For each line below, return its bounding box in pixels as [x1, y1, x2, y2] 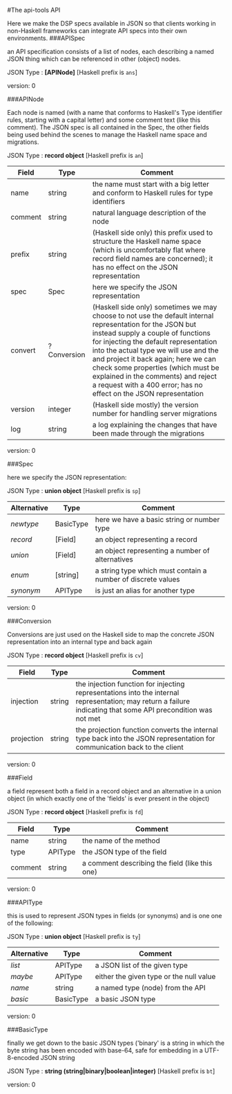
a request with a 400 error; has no [92, 380, 203, 390]
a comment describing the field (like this [81, 859, 213, 868]
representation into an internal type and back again [7, 638, 153, 646]
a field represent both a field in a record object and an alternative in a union [7, 787, 222, 795]
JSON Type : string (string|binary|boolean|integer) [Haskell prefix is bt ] [7, 1067, 215, 1075]
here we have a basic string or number [95, 515, 220, 524]
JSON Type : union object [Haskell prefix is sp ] [7, 487, 141, 494]
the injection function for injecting [75, 679, 185, 688]
